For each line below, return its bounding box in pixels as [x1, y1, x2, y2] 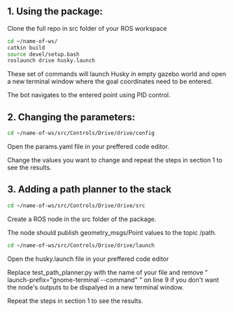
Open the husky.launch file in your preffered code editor [7, 255, 169, 263]
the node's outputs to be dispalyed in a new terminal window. [7, 283, 184, 291]
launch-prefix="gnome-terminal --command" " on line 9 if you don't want [7, 276, 219, 284]
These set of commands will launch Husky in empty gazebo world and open [7, 70, 226, 78]
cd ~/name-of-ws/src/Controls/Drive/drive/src [7, 202, 146, 209]
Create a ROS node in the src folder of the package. [7, 215, 157, 223]
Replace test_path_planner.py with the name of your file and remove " [7, 268, 209, 276]
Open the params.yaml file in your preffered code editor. [7, 143, 169, 150]
